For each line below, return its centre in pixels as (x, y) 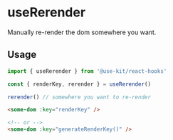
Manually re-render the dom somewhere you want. (82, 32)
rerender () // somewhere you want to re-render (79, 97)
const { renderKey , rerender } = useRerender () (79, 84)
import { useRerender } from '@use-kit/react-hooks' (87, 71)
